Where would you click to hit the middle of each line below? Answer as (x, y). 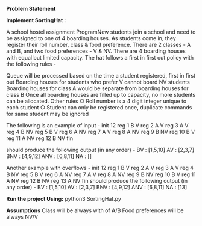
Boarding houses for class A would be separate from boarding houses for (97, 88)
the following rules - (31, 64)
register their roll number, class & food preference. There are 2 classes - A (99, 45)
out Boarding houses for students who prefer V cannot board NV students (98, 82)
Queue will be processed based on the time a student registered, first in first (101, 75)
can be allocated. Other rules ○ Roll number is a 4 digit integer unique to (96, 101)
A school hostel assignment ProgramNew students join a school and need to (101, 32)
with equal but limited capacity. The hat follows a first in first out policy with (100, 57)
